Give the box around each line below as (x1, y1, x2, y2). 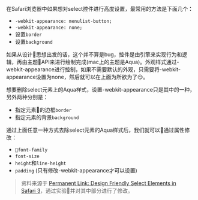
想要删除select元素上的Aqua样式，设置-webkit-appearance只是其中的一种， (6, 86, 195, 93)
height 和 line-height (14, 159, 67, 166)
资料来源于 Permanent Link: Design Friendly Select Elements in (20, 180, 176, 187)
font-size (14, 153, 40, 159)
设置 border (14, 31, 42, 38)
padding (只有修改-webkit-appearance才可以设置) (14, 167, 137, 174)
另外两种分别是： (6, 93, 49, 101)
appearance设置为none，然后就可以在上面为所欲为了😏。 (6, 74, 149, 80)
